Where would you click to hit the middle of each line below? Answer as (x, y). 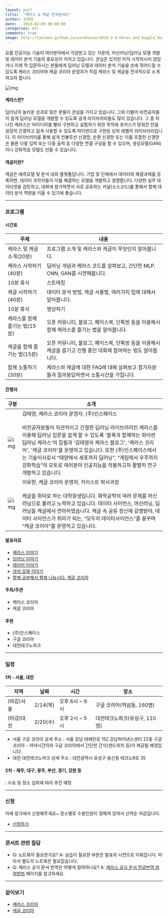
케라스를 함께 (22, 319)
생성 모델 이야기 (28, 571)
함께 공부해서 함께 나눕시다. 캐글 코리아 (50, 577)
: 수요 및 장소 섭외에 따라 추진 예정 (38, 783)
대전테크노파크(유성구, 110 (126, 718)
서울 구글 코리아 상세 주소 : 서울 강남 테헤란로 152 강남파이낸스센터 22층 (82, 739)
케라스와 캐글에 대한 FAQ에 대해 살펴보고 (92, 368)
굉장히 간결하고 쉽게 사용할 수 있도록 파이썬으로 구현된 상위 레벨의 (69, 131)
